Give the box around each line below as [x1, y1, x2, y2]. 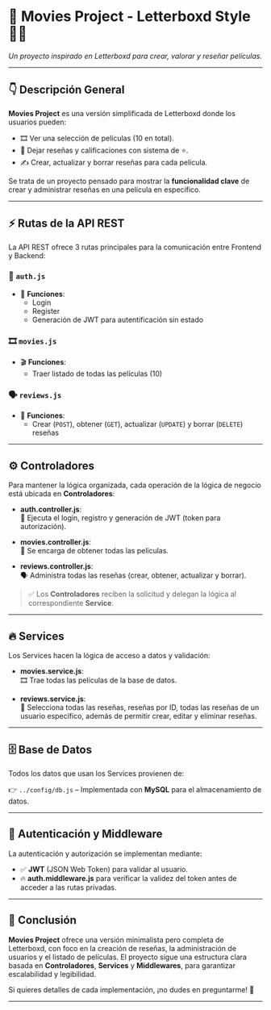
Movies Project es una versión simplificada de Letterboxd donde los [8, 108, 236, 118]
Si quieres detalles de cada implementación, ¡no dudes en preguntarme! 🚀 [8, 984, 255, 995]
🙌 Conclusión [8, 913, 77, 927]
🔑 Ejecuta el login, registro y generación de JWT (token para [19, 513, 221, 523]
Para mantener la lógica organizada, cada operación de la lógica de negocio [8, 480, 261, 490]
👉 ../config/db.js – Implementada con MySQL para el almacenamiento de [8, 784, 262, 794]
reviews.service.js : [19, 694, 86, 704]
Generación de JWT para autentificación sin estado [31, 315, 204, 324]
